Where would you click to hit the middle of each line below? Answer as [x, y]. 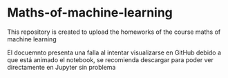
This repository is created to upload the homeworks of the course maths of [114, 32]
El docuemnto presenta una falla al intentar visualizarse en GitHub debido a [114, 52]
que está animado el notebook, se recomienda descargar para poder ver [111, 59]
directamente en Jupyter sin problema [61, 67]
